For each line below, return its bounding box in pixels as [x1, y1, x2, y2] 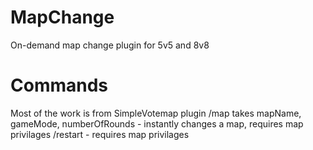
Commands [10, 74, 109, 97]
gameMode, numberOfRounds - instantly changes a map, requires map [10, 117, 304, 130]
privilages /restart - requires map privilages [10, 128, 190, 140]
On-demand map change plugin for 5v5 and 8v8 [10, 39, 210, 51]
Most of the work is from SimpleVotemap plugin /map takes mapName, [10, 107, 302, 119]
